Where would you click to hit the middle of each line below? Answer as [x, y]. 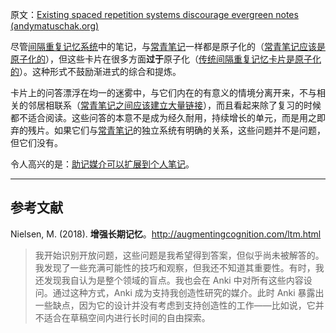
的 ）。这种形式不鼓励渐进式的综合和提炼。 [96, 71]
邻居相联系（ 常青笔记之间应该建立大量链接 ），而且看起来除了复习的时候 [174, 105]
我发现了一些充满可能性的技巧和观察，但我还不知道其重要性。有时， [175, 267]
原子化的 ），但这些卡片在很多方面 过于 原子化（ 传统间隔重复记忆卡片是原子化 [166, 59]
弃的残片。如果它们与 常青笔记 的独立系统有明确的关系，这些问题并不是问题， [168, 130]
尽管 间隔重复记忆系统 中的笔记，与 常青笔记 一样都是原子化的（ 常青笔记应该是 [168, 46]
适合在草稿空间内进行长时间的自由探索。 [127, 317]
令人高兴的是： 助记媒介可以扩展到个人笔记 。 [102, 164]
